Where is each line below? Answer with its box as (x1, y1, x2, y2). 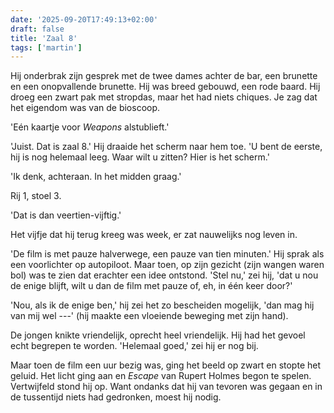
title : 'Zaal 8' (10, 33, 78, 43)
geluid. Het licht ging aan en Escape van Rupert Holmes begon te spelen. (10, 370, 312, 382)
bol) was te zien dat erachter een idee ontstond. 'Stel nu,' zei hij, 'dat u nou (10, 269, 319, 281)
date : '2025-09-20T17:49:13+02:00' (10, 14, 159, 25)
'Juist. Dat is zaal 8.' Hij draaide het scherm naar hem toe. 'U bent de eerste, (10, 141, 323, 153)
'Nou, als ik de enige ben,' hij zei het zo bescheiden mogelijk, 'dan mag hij (10, 299, 315, 311)
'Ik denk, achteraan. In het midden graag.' (10, 171, 182, 183)
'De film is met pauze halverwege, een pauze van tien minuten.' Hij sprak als (10, 248, 325, 260)
